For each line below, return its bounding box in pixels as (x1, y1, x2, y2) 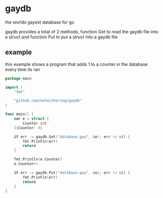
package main (5, 76, 32, 81)
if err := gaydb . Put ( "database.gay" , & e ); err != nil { (14, 170, 131, 175)
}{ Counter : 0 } (14, 125, 43, 130)
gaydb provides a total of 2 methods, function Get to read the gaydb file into (5, 28, 159, 34)
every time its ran (5, 66, 40, 72)
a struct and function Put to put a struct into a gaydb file (5, 34, 118, 40)
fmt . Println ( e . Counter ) (14, 157, 63, 162)
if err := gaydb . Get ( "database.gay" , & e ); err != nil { (14, 134, 131, 139)
